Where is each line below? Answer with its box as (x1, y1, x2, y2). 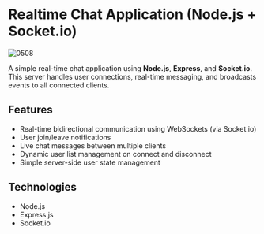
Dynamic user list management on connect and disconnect (19, 149, 212, 158)
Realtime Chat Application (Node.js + (8, 6, 257, 24)
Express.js (19, 210, 54, 219)
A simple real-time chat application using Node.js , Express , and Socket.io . (8, 63, 253, 72)
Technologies (8, 180, 77, 194)
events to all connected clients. (8, 80, 110, 90)
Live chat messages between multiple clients (19, 140, 167, 150)
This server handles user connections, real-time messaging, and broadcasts (8, 72, 257, 81)
